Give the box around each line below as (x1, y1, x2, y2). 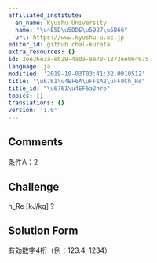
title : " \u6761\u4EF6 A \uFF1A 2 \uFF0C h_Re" (8, 77, 146, 85)
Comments (8, 135, 64, 149)
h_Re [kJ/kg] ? (8, 201, 55, 210)
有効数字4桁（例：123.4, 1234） (8, 246, 112, 255)
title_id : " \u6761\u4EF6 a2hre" (8, 84, 111, 93)
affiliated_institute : (8, 11, 82, 20)
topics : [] (8, 92, 44, 100)
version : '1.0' (8, 107, 58, 115)
